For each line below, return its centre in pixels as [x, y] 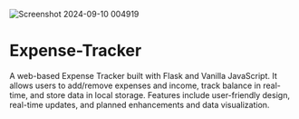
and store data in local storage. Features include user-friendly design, [160, 94]
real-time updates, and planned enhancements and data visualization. [140, 104]
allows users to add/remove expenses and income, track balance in [135, 85]
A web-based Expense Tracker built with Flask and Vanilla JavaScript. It [144, 75]
